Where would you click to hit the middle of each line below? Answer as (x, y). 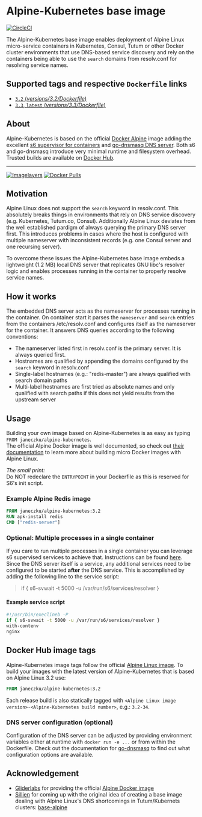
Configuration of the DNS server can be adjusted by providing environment (99, 735)
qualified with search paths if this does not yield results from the (94, 393)
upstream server (35, 399)
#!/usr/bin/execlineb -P (37, 615)
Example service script (35, 602)
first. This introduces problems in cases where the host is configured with (97, 234)
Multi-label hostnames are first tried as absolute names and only (95, 387)
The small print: (26, 470)
